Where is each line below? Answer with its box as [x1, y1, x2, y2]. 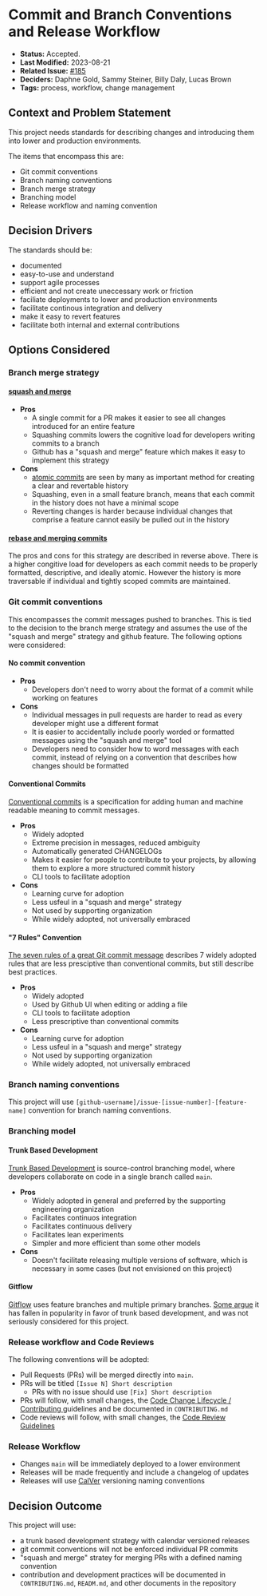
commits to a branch [31, 439, 100, 448]
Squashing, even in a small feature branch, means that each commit [31, 490, 255, 499]
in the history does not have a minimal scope [31, 498, 179, 508]
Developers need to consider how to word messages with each [31, 744, 239, 753]
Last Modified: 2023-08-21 [19, 58, 111, 67]
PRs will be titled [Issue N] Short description [19, 1379, 173, 1388]
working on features [31, 693, 98, 702]
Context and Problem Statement [8, 106, 171, 120]
